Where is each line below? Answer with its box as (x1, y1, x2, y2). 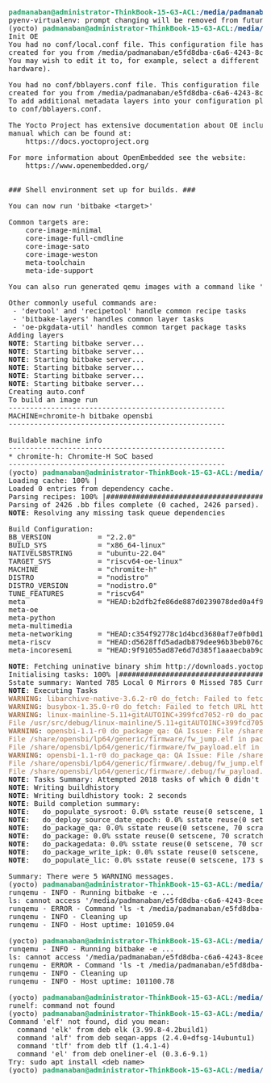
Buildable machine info (8, 436, 102, 444)
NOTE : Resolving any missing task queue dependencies (8, 509, 226, 517)
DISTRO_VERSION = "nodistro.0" (8, 581, 158, 590)
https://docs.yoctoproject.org (25, 137, 149, 145)
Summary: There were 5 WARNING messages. (8, 872, 175, 880)
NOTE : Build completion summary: (8, 800, 141, 808)
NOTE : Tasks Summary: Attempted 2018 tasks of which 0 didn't (8, 775, 260, 783)
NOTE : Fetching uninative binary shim (8, 662, 162, 670)
